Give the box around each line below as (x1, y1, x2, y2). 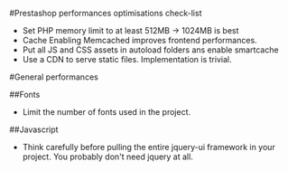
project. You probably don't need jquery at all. (22, 151, 194, 162)
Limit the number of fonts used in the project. (22, 107, 191, 117)
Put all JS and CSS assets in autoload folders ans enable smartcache (22, 44, 279, 55)
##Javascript (9, 124, 59, 135)
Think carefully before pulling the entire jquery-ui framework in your (22, 142, 275, 152)
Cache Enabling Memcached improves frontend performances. (22, 35, 257, 45)
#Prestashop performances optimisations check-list (9, 8, 202, 18)
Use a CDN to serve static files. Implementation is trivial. (22, 54, 232, 64)
